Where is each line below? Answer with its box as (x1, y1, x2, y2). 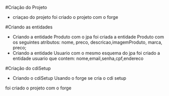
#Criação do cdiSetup (5, 66, 51, 71)
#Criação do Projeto (5, 5, 47, 10)
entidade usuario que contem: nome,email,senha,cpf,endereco (12, 55, 144, 61)
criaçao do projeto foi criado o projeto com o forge (12, 14, 118, 20)
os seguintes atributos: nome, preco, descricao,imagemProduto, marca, (12, 39, 163, 45)
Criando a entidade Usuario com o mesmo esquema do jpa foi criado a (12, 50, 160, 56)
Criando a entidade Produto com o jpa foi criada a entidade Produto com (12, 34, 164, 40)
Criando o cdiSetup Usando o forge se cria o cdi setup (12, 75, 126, 81)
